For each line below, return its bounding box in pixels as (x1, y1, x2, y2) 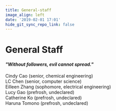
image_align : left (5, 12, 45, 17)
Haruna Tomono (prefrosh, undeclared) (5, 100, 89, 106)
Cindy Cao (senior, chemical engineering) (5, 72, 93, 79)
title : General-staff (5, 7, 52, 13)
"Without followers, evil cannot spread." (5, 61, 94, 67)
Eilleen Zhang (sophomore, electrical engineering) (5, 83, 111, 90)
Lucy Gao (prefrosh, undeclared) (5, 89, 74, 95)
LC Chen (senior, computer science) (5, 78, 82, 84)
